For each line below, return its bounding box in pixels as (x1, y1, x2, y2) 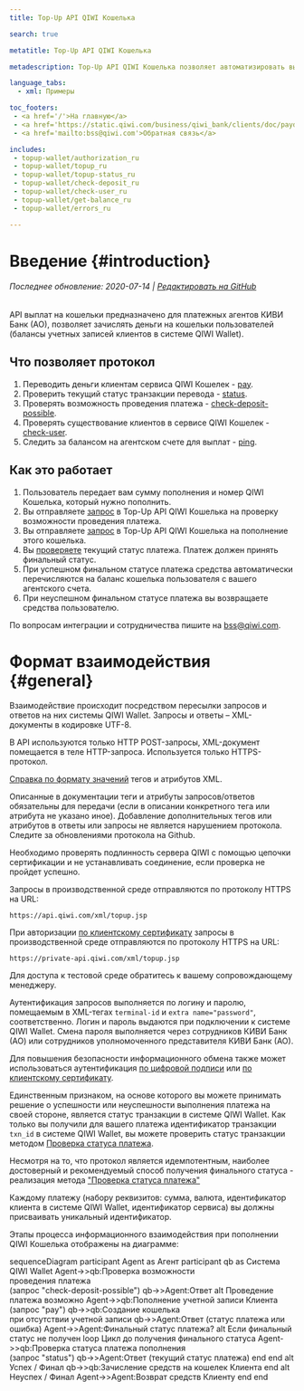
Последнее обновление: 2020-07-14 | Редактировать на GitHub (9, 281, 257, 292)
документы (9, 719, 53, 730)
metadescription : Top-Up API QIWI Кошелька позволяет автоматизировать (9, 62, 285, 71)
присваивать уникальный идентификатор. (9, 1212, 172, 1223)
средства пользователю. (22, 602, 119, 613)
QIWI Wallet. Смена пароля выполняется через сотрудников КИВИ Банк (9, 1026, 288, 1037)
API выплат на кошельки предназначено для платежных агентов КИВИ (9, 309, 284, 319)
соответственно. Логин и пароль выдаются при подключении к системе (9, 1016, 291, 1027)
